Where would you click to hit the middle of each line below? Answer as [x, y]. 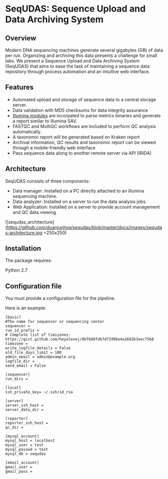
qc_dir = [14, 428]
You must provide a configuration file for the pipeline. [60, 298]
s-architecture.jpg [24, 233]
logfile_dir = [20, 361]
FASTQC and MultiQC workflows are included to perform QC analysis [84, 126]
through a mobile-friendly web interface [54, 148]
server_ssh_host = [24, 405]
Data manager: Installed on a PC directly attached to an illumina [78, 191]
